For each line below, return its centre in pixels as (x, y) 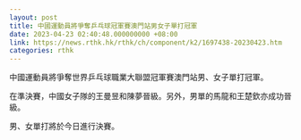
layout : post (34, 17)
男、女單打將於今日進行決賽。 (64, 127)
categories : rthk (42, 51)
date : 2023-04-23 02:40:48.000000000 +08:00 (94, 34)
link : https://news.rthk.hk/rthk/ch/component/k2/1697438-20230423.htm (146, 42)
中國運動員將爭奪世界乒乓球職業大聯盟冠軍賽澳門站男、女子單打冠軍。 (139, 78)
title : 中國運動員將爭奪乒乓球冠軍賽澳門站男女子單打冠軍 (103, 26)
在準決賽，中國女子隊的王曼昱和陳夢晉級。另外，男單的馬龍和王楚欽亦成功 (146, 96)
